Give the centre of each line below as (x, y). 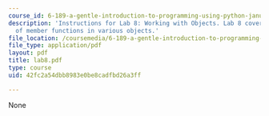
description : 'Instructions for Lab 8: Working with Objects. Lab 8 (125, 23)
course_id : (26, 16)
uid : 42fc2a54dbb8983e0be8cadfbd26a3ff (75, 75)
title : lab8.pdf (35, 61)
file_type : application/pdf (55, 46)
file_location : (34, 38)
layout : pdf (28, 53)
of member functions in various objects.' (87, 30)
